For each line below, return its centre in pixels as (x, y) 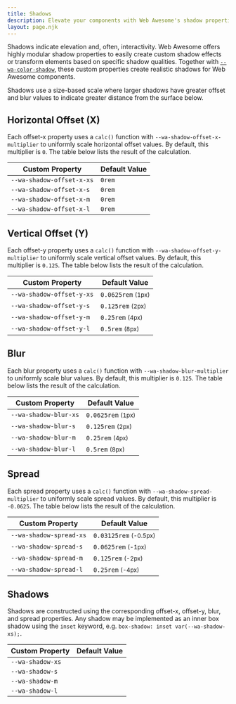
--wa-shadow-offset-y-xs (52, 294)
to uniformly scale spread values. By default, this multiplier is (128, 498)
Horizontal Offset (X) (54, 120)
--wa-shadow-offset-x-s (51, 190)
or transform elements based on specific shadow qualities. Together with (113, 62)
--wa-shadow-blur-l (43, 449)
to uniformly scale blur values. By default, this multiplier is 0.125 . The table (115, 378)
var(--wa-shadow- (201, 627)
